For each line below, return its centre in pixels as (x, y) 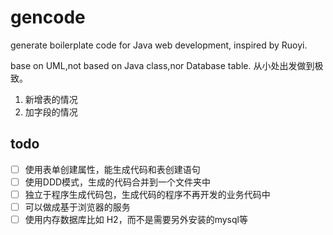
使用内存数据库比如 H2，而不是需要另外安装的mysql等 (136, 219)
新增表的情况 (51, 99)
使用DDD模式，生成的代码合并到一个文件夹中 (118, 182)
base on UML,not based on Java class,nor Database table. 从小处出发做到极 (167, 65)
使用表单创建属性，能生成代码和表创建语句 (112, 169)
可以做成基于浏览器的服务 (77, 207)
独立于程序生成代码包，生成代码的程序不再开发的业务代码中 (147, 194)
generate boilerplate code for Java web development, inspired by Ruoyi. (159, 45)
